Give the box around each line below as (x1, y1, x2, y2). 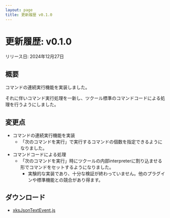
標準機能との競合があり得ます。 (37, 177, 103, 183)
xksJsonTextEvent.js (12, 207, 56, 213)
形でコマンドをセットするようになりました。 (20, 164, 114, 171)
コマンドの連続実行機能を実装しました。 (5, 85, 90, 91)
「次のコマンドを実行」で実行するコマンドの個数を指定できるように (20, 139, 163, 145)
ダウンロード (5, 193, 46, 202)
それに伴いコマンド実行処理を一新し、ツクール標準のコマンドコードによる (5, 95, 161, 101)
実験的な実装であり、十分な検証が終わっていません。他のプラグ (27, 171, 161, 177)
